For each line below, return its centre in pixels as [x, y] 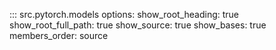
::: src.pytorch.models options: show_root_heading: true [124, 14]
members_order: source [59, 35]
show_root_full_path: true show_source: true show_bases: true [138, 25]
